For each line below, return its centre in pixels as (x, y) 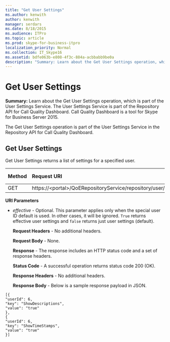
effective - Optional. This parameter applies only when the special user (87, 210)
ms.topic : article (25, 39)
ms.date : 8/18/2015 (26, 29)
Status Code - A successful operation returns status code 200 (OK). (84, 266)
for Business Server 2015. (32, 117)
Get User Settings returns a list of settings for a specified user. (70, 161)
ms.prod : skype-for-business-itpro (43, 43)
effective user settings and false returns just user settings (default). (83, 221)
